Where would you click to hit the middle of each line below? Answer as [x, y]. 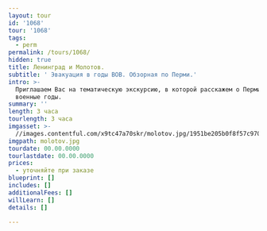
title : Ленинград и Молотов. [56, 67]
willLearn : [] [32, 200]
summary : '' [28, 104]
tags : [17, 38]
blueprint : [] [32, 178]
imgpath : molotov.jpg [44, 141]
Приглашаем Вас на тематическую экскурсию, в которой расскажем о [128, 89]
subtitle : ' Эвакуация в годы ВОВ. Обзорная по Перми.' [103, 75]
